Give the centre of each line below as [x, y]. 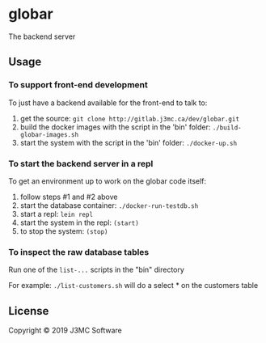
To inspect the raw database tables [79, 252]
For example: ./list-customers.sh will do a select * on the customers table [133, 286]
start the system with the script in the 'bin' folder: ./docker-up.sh [128, 142]
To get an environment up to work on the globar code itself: [108, 181]
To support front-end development [78, 85]
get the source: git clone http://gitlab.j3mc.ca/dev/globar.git [130, 118]
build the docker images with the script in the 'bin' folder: [115, 127]
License [29, 311]
